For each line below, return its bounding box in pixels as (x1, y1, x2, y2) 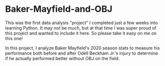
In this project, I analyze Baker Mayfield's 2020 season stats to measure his (5, 45, 160, 51)
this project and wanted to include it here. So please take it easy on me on (5, 30, 157, 36)
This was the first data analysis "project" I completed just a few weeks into (5, 20, 158, 26)
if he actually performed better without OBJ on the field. (5, 55, 120, 61)
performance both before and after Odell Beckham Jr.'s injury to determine (5, 50, 158, 56)
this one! (5, 35, 23, 41)
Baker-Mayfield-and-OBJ (5, 3, 113, 15)
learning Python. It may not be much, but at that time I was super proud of (5, 25, 157, 31)
